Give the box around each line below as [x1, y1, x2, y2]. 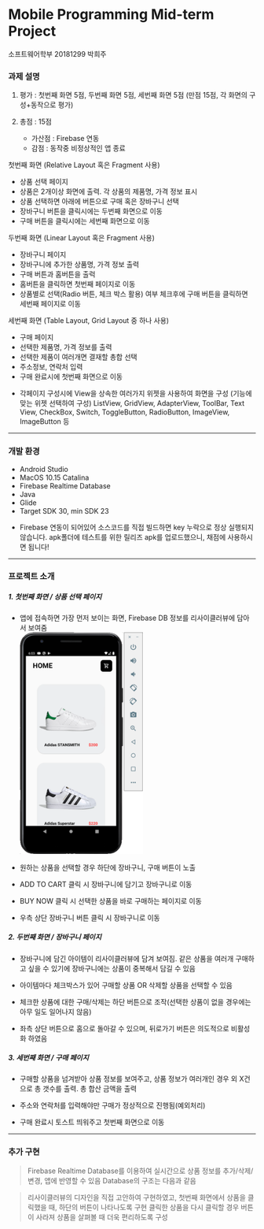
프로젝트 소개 [8, 571, 55, 582]
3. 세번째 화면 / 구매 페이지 [8, 1053, 89, 1063]
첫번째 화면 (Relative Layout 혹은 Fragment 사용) [8, 160, 160, 170]
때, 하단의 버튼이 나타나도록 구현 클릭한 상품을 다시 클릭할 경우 [48, 1202, 240, 1212]
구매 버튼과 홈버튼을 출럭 [19, 269, 96, 279]
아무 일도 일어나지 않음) [19, 1007, 92, 1016]
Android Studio [19, 464, 68, 473]
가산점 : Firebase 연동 [31, 134, 100, 143]
